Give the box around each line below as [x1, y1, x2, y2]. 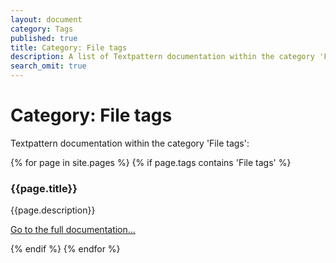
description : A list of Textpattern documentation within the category [10, 52, 315, 62]
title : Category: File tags [10, 42, 128, 53]
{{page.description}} [10, 204, 96, 216]
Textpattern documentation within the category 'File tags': [10, 137, 250, 149]
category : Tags [10, 24, 74, 34]
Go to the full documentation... [10, 224, 136, 236]
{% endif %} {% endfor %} [10, 243, 121, 255]
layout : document [10, 14, 83, 25]
